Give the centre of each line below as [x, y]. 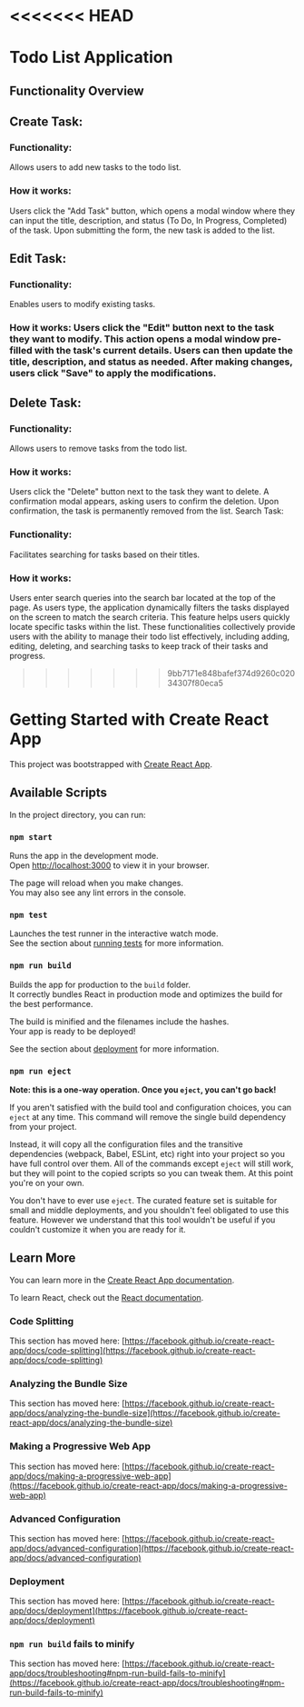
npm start [31, 837]
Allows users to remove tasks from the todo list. [98, 449]
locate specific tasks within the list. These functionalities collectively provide [152, 626]
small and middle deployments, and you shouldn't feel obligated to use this [149, 1210]
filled [21, 351]
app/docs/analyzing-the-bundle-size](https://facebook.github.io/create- [145, 1413]
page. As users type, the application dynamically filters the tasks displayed [149, 607]
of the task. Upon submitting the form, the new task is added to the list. [142, 230]
